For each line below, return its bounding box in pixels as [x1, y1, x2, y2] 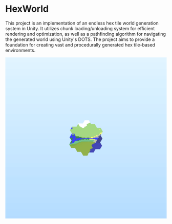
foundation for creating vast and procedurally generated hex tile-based [5, 41, 155, 48]
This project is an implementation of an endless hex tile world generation [5, 20, 159, 26]
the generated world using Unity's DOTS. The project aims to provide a [5, 36, 155, 42]
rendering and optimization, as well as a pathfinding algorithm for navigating [5, 31, 166, 37]
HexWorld [5, 3, 49, 15]
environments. [5, 47, 36, 53]
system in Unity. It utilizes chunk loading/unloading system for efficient [5, 25, 155, 31]
